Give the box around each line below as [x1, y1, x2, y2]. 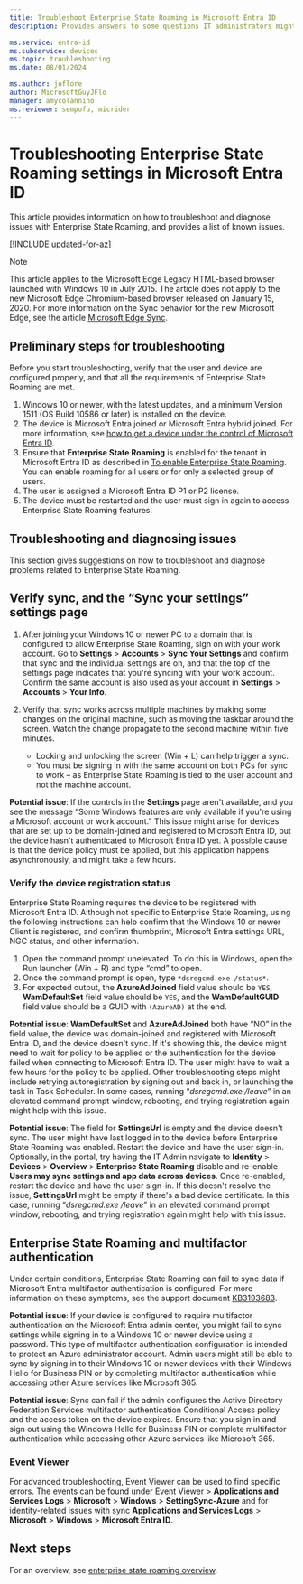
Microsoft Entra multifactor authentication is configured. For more [9, 1282, 253, 1293]
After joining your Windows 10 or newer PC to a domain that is [22, 629, 253, 640]
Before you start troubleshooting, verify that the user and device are [9, 362, 262, 373]
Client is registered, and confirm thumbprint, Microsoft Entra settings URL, [9, 926, 285, 937]
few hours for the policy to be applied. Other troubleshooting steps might [9, 1067, 280, 1078]
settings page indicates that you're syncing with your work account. [22, 667, 275, 678]
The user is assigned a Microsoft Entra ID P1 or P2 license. [22, 485, 240, 497]
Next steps [9, 1541, 72, 1556]
